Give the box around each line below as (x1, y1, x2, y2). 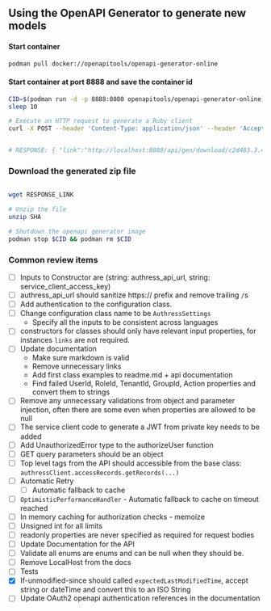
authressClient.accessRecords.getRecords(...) (19, 469, 180, 477)
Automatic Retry (19, 476, 74, 486)
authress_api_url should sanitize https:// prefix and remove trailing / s (19, 290, 248, 300)
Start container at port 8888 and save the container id (8, 77, 194, 87)
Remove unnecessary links (31, 361, 122, 371)
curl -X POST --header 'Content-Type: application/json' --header (8, 124, 236, 133)
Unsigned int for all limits (19, 520, 103, 530)
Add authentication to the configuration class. (19, 299, 173, 310)
